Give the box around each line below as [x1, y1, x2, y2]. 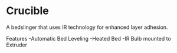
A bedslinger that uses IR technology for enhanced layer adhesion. [6, 24, 168, 31]
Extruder [6, 41, 28, 48]
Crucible [6, 4, 49, 18]
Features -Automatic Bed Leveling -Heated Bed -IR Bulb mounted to [6, 35, 171, 42]
